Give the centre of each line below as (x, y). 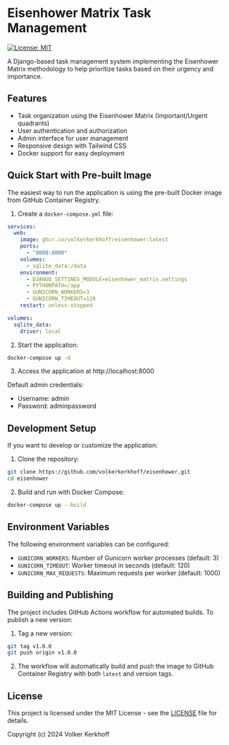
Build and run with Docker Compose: (71, 492)
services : (22, 227)
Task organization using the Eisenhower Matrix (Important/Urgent (112, 115)
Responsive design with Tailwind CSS (72, 146)
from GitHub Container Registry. (54, 200)
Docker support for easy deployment (71, 153)
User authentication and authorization (73, 130)
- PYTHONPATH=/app (53, 286)
